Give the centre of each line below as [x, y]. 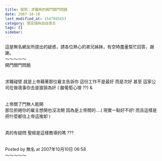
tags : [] [14, 28]
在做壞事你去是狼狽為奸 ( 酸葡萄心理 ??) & [51, 88]
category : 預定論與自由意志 [30, 23]
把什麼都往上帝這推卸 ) [28, 116]
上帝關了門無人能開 [24, 104]
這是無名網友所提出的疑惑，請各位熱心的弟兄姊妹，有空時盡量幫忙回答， [77, 47]
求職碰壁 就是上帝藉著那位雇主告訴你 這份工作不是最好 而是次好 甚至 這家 [78, 81]
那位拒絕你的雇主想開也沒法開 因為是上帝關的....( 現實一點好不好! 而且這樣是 [81, 110]
